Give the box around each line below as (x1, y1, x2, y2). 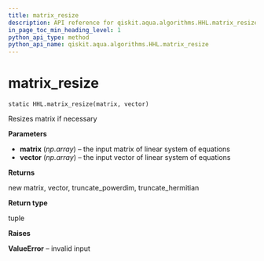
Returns (8, 168, 35, 177)
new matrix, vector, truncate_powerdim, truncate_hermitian (8, 183, 200, 193)
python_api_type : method (8, 33, 90, 42)
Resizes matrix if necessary (8, 114, 97, 124)
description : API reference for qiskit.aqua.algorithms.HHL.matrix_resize (8, 19, 258, 27)
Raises (8, 229, 31, 238)
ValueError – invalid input (8, 244, 90, 253)
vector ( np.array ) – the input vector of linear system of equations (19, 153, 231, 162)
